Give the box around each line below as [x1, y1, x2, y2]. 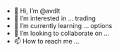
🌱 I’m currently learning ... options [13, 22, 113, 30]
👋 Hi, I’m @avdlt [13, 7, 61, 15]
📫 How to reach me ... [13, 37, 80, 45]
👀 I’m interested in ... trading [13, 14, 96, 22]
